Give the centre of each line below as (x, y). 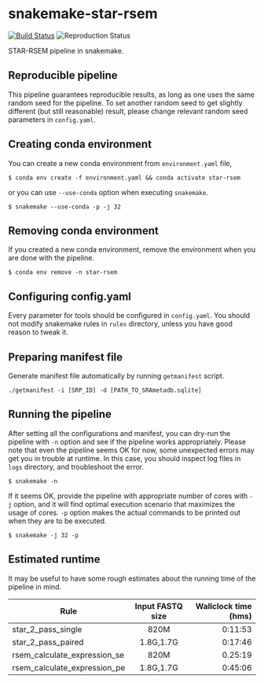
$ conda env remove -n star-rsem (63, 272)
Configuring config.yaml (70, 296)
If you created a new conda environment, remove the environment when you (132, 249)
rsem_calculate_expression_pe (69, 667)
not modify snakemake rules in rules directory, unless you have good (121, 324)
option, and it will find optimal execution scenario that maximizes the (125, 504)
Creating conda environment (80, 144)
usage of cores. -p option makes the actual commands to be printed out (125, 512)
